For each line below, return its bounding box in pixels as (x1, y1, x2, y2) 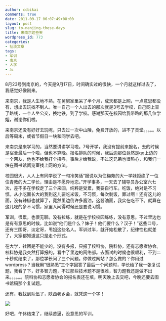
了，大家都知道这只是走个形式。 (5, 233, 70, 238)
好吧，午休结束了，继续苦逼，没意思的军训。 (5, 311, 96, 317)
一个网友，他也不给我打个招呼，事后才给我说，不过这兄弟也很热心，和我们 (5, 156, 157, 162)
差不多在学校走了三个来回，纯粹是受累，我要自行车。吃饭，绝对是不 (13, 185, 152, 191)
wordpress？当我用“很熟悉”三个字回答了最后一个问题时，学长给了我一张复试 (5, 262, 161, 268)
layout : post (5, 21, 32, 26)
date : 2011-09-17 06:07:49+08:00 (5, 16, 74, 21)
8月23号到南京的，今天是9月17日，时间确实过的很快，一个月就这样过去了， (5, 81, 159, 87)
